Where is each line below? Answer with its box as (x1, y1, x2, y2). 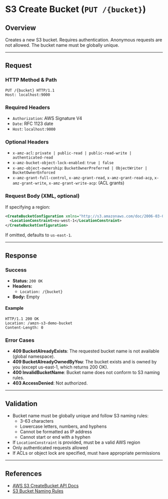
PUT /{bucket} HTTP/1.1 (5, 88, 55, 93)
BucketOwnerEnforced (12, 170, 55, 175)
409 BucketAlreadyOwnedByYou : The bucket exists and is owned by (12, 359, 157, 365)
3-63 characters (19, 418, 54, 424)
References (5, 469, 42, 478)
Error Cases (5, 337, 35, 344)
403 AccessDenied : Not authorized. (12, 380, 88, 386)
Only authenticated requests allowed (12, 445, 88, 451)
